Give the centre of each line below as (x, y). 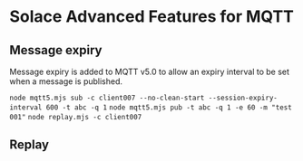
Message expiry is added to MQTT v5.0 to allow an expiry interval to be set (150, 71)
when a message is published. (66, 81)
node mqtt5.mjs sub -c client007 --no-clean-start (107, 98)
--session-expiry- (243, 98)
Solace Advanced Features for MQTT (152, 17)
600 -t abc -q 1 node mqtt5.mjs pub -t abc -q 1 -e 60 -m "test (169, 108)
